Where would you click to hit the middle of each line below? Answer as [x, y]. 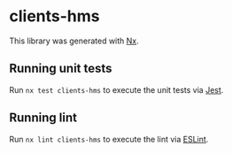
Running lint [43, 118]
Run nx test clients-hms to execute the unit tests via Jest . [116, 89]
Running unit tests [61, 69]
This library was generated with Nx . [74, 41]
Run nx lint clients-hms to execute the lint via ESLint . [109, 139]
